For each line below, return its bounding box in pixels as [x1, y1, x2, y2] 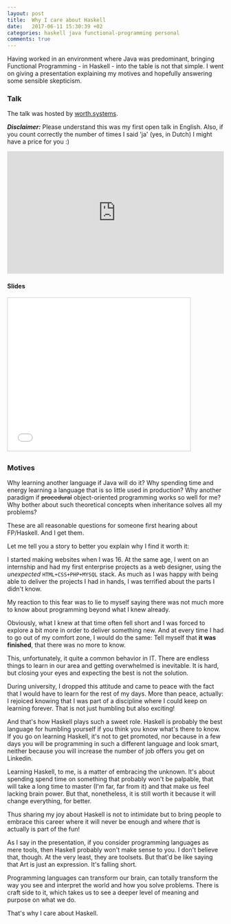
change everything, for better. [7, 797, 92, 805]
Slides [7, 282, 25, 290]
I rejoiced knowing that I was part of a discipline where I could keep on [7, 697, 208, 705]
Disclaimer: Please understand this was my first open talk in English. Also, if [7, 123, 223, 131]
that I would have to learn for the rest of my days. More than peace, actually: [7, 689, 223, 698]
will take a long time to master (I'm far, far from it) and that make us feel [7, 783, 210, 791]
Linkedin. [7, 754, 33, 763]
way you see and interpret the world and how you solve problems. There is [7, 881, 219, 889]
